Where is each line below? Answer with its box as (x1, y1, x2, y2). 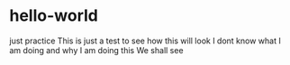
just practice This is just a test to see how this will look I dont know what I (9, 35, 281, 46)
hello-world (9, 5, 99, 26)
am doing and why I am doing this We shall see (9, 44, 184, 55)
